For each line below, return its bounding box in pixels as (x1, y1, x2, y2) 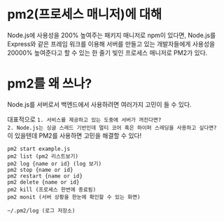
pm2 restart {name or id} (7, 173, 83, 180)
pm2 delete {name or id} (7, 178, 80, 186)
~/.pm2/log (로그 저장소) (7, 207, 76, 214)
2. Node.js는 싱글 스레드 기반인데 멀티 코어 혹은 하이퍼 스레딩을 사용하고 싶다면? (7, 124, 217, 131)
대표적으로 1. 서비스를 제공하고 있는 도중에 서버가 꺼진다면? (7, 115, 162, 123)
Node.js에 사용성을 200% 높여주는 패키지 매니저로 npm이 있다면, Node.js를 (7, 31, 216, 39)
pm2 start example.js (7, 145, 71, 152)
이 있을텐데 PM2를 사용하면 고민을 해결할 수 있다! (7, 131, 142, 140)
